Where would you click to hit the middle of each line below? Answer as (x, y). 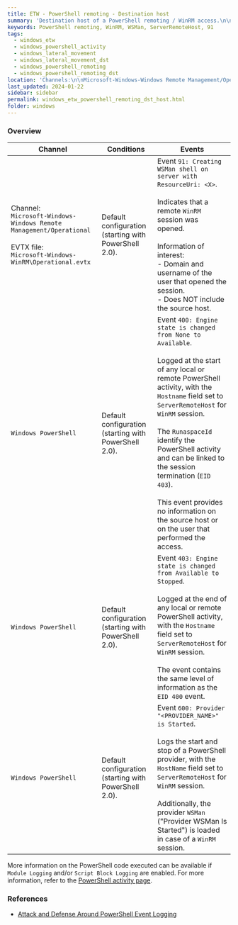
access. (170, 546)
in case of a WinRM (186, 839)
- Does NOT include (191, 300)
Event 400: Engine (187, 320)
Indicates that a (183, 202)
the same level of (186, 679)
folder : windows (31, 106)
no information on (187, 511)
